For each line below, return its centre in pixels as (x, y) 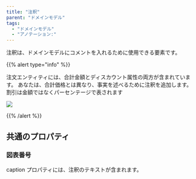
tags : (13, 23)
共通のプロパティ (38, 136)
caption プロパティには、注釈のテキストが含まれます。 (74, 169)
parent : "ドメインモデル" (36, 18)
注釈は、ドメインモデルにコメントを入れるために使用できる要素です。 (93, 53)
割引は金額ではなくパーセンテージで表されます (64, 92)
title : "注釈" (23, 12)
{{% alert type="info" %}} (38, 65)
